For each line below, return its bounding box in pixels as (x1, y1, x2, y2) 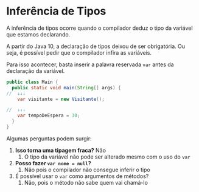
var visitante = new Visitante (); (17, 96, 105, 102)
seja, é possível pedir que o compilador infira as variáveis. (6, 49, 152, 56)
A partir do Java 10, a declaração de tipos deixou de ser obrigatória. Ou (6, 43, 186, 50)
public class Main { (6, 79, 59, 85)
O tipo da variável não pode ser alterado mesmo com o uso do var (24, 153, 190, 160)
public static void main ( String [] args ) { (12, 84, 121, 91)
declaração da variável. (6, 67, 65, 74)
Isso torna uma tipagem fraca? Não (15, 146, 106, 154)
